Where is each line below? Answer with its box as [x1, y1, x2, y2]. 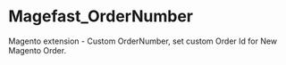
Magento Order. [8, 45, 67, 55]
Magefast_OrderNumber [8, 6, 194, 27]
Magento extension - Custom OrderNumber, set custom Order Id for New [8, 36, 278, 46]
